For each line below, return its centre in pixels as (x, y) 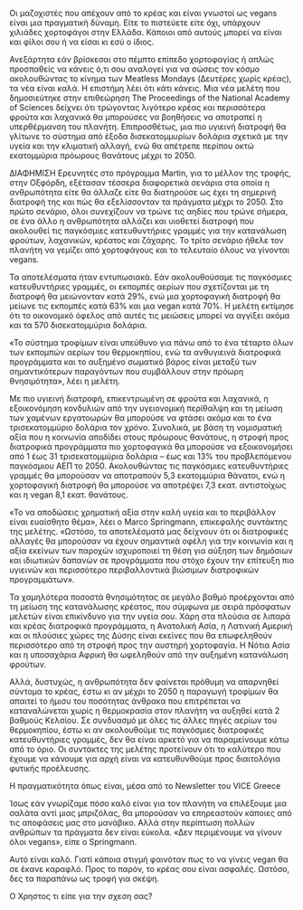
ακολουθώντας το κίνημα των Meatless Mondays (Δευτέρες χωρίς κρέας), (151, 79)
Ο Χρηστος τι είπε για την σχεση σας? (81, 896)
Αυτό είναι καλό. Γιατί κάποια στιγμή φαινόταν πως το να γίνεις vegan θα (149, 859)
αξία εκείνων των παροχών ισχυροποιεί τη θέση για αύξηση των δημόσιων (151, 550)
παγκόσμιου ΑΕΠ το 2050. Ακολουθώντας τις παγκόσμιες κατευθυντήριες (149, 466)
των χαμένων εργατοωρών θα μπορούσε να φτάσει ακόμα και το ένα (141, 418)
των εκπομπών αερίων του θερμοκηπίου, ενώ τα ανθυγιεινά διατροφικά (146, 352)
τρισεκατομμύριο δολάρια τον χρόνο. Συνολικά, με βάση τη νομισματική (146, 427)
